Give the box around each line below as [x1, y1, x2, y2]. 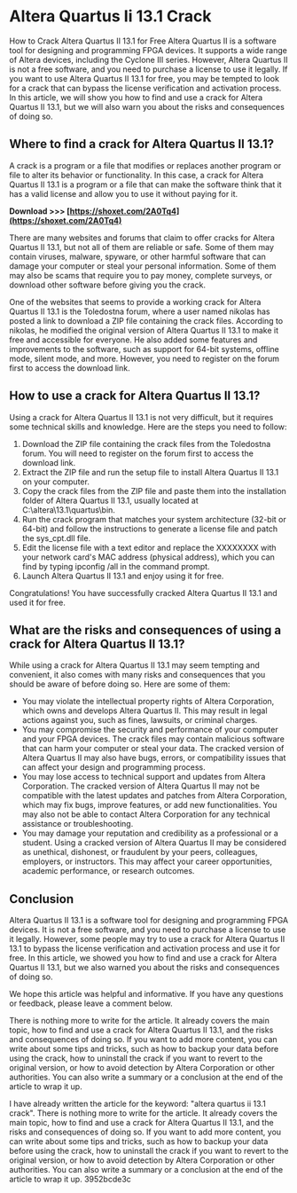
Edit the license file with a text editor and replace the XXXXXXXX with [21, 542, 277, 553]
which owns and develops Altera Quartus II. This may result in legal [21, 705, 268, 716]
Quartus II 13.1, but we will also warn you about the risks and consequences [9, 101, 285, 112]
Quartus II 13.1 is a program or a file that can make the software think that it [9, 179, 282, 190]
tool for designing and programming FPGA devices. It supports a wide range [9, 44, 288, 55]
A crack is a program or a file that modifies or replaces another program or [9, 160, 282, 170]
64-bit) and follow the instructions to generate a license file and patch [21, 523, 277, 534]
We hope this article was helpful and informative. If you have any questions [9, 989, 284, 1000]
